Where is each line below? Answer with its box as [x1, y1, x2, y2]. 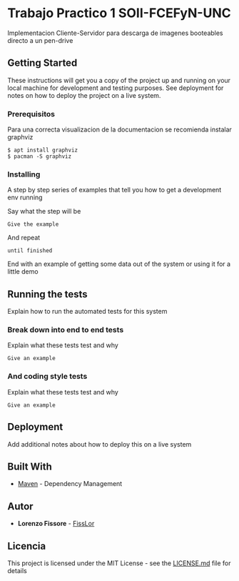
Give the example [7, 221, 59, 228]
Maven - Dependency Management [17, 480, 123, 488]
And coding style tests [7, 372, 88, 382]
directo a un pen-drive [7, 36, 73, 44]
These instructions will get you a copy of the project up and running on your [7, 76, 230, 84]
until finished [7, 247, 53, 254]
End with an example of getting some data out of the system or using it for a [7, 259, 230, 269]
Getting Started [7, 57, 78, 69]
